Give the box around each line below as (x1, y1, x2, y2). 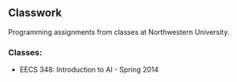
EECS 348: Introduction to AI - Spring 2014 (19, 65, 159, 74)
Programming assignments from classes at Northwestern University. (8, 27, 230, 36)
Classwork (8, 6, 62, 20)
